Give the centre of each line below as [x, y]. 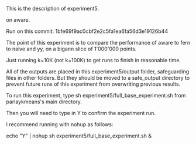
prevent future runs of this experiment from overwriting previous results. [93, 84]
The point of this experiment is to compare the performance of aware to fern [98, 43]
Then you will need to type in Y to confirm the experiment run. [81, 113]
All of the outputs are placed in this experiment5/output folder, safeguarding [98, 72]
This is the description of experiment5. [53, 9]
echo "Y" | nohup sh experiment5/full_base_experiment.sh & [79, 136]
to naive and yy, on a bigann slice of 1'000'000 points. [71, 49]
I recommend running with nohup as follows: [60, 124]
